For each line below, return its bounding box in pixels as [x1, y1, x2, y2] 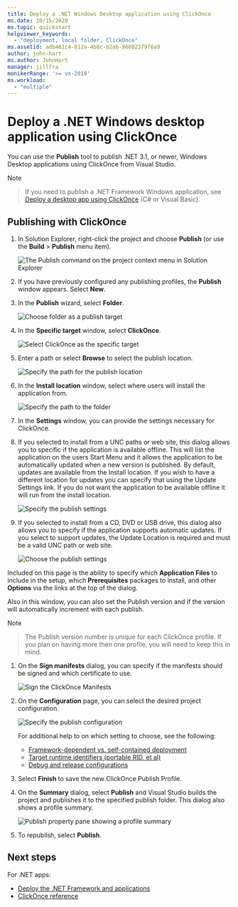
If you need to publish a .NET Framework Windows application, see [24, 188, 222, 196]
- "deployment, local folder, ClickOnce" [13, 37, 139, 44]
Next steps [7, 852, 57, 864]
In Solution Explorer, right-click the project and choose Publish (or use [17, 235, 225, 243]
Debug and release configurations [28, 760, 129, 769]
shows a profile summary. [17, 803, 94, 812]
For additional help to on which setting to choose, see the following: [17, 732, 217, 740]
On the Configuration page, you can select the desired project [17, 696, 201, 705]
